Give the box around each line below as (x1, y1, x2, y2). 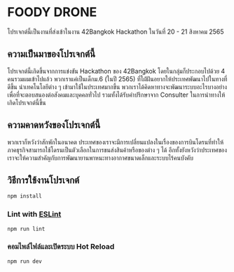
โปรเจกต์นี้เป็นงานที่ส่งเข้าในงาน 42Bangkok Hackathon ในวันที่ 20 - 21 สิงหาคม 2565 (7, 27, 224, 36)
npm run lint (7, 225, 46, 232)
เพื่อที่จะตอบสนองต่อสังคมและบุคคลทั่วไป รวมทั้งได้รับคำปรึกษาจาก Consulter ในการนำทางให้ (7, 90, 226, 99)
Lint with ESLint (7, 210, 62, 219)
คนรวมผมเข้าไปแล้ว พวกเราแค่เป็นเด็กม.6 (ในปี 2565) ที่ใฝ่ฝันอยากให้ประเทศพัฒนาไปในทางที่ (7, 74, 228, 83)
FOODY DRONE (7, 4, 97, 20)
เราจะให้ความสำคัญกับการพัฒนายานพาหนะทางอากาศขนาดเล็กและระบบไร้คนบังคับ (7, 154, 194, 162)
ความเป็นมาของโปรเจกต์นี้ (7, 48, 96, 60)
